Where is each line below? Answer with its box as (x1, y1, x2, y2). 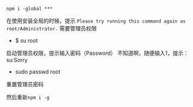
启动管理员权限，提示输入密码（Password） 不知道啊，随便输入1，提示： (6, 49, 189, 57)
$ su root (15, 37, 38, 44)
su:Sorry (6, 57, 28, 63)
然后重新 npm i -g (6, 94, 50, 100)
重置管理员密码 (6, 81, 44, 88)
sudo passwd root (15, 68, 61, 75)
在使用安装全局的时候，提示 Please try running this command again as (6, 17, 186, 24)
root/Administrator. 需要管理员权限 (6, 25, 97, 32)
